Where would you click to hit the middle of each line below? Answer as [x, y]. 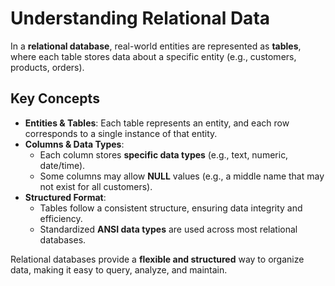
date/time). [62, 165]
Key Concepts [55, 98]
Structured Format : [65, 197]
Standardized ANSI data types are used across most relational [168, 229]
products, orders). [47, 67]
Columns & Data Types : [74, 144]
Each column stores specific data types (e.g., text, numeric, [164, 154]
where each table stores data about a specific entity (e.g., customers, [153, 56]
